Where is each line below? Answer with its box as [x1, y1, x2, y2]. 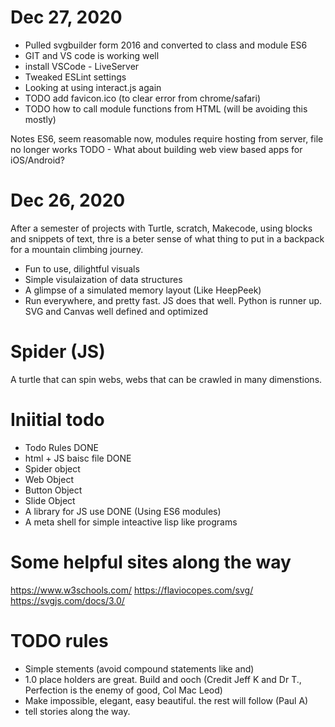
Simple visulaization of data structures [24, 273, 183, 285]
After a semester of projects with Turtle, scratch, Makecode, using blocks [10, 222, 313, 234]
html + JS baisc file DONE [24, 452, 132, 464]
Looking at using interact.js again [24, 81, 162, 93]
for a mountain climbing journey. [10, 243, 144, 255]
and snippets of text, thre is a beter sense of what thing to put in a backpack [10, 232, 325, 245]
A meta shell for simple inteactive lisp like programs [24, 516, 238, 528]
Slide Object [24, 494, 76, 506]
